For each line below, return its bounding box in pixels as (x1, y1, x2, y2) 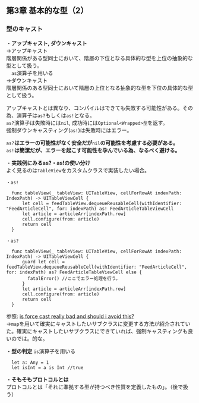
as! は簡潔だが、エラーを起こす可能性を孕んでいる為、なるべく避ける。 (6, 146, 181, 153)
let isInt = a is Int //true (11, 364, 84, 370)
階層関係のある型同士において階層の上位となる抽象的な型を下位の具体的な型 (6, 84, 194, 91)
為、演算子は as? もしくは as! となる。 (6, 112, 95, 119)
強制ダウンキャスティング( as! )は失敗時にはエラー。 (6, 127, 132, 134)
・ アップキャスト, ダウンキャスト (6, 39, 87, 46)
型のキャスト (6, 25, 43, 33)
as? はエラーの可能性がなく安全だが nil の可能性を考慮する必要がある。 (6, 139, 178, 146)
